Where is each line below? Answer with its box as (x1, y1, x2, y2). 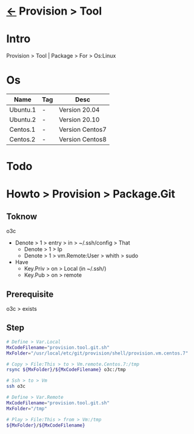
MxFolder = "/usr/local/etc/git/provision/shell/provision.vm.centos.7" (6, 350, 189, 356)
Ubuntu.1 (9, 106, 36, 114)
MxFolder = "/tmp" (6, 405, 47, 412)
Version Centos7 (58, 126, 107, 134)
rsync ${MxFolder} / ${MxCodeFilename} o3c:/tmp (6, 367, 126, 373)
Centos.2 (9, 135, 36, 144)
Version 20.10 (58, 115, 100, 124)
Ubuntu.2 (9, 115, 36, 124)
